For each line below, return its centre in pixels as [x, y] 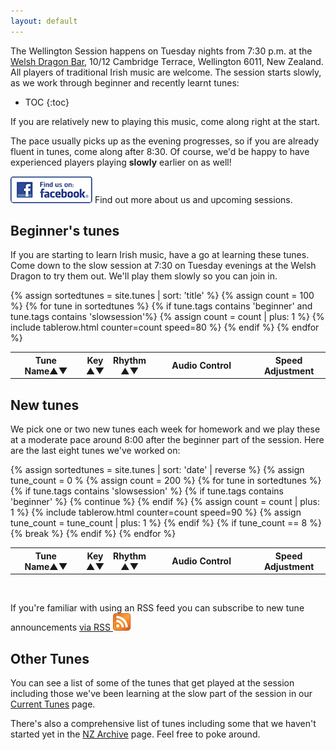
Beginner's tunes [65, 231]
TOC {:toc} [47, 102]
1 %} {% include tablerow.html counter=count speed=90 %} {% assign [156, 512]
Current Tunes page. [53, 704]
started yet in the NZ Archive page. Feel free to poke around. [135, 734]
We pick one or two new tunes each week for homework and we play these [165, 429]
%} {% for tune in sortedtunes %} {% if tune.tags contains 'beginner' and [161, 306]
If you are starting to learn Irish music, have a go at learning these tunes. [160, 255]
